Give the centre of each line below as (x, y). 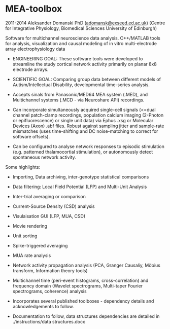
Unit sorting (25, 236)
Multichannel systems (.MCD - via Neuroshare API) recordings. (78, 100)
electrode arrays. (30, 69)
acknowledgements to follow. (43, 306)
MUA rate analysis (32, 255)
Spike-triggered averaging (40, 245)
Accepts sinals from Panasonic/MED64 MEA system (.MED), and (80, 94)
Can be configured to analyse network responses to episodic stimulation (89, 146)
